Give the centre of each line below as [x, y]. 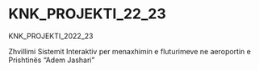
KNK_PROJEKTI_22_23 [88, 14]
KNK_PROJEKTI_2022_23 [51, 36]
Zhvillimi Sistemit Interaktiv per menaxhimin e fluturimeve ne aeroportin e [130, 51]
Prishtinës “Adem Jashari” [52, 60]
